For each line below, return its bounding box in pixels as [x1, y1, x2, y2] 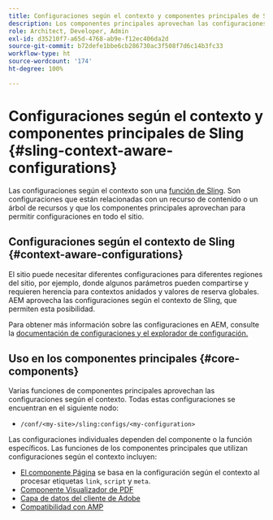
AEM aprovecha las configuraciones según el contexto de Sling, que [8, 295, 237, 305]
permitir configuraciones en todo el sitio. [8, 211, 145, 221]
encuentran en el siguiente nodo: [8, 403, 119, 413]
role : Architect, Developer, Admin [8, 27, 129, 35]
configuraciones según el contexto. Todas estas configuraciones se [8, 395, 236, 405]
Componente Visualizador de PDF [19, 485, 134, 495]
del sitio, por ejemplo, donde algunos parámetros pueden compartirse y [8, 278, 249, 288]
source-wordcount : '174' [8, 58, 93, 66]
